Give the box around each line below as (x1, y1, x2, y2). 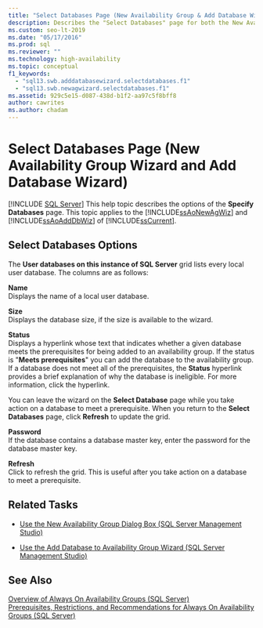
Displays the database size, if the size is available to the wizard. (8, 314, 214, 324)
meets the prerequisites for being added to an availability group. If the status (8, 347, 255, 356)
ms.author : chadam (8, 107, 68, 114)
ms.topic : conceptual (8, 63, 79, 71)
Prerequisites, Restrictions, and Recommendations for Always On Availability (8, 603, 254, 612)
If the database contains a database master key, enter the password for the (8, 435, 250, 445)
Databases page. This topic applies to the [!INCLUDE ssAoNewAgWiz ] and (8, 207, 248, 216)
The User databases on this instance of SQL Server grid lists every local (8, 260, 244, 269)
